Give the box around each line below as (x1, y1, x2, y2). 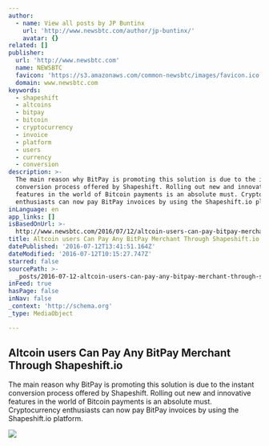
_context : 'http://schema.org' (8, 302, 113, 310)
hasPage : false (8, 287, 59, 295)
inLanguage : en (8, 205, 59, 213)
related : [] (8, 42, 48, 50)
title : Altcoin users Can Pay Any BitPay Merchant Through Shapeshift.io (8, 235, 260, 243)
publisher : (8, 49, 45, 57)
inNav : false (8, 295, 52, 303)
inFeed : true (8, 279, 52, 288)
